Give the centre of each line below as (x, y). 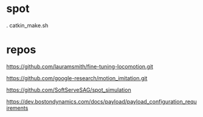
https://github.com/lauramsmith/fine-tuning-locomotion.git (80, 66)
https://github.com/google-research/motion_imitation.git (77, 78)
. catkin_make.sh (27, 25)
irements (17, 108)
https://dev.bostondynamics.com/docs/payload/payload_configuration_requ (102, 101)
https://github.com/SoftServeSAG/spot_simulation (69, 90)
